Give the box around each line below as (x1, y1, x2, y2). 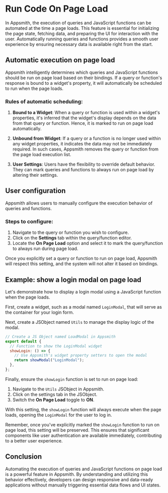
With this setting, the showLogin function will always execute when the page (5, 406, 161, 412)
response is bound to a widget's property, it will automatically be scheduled (5, 80, 162, 86)
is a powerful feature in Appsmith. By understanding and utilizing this (5, 471, 148, 477)
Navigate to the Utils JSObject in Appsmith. (12, 386, 105, 392)
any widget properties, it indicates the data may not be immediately (12, 141, 152, 147)
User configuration (5, 186, 66, 195)
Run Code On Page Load (5, 3, 108, 15)
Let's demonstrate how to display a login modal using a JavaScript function (5, 288, 161, 294)
